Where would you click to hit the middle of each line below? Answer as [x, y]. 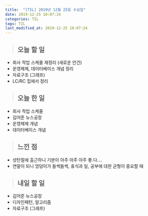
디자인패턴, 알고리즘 [32, 202]
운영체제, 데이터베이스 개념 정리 [43, 69]
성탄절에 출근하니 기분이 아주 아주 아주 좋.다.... [57, 160]
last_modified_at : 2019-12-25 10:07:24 [46, 28]
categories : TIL [22, 19]
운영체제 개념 [25, 123]
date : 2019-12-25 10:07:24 [33, 14]
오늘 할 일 [31, 49]
